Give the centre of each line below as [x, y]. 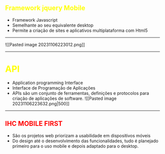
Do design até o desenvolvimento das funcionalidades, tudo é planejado [85, 141]
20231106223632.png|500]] [41, 103]
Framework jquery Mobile [45, 8]
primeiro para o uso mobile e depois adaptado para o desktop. [75, 146]
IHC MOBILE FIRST [34, 124]
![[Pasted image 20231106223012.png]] [45, 44]
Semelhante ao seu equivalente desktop [53, 25]
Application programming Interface [48, 83]
